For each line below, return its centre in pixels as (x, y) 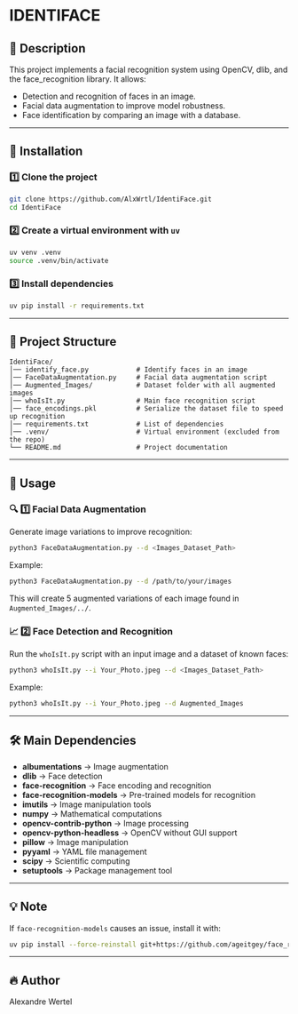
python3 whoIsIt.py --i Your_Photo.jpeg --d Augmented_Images (126, 704)
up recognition (37, 417)
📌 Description (47, 48)
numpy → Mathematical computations (92, 813)
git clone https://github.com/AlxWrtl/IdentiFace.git (111, 199)
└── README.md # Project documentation (118, 448)
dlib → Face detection (63, 776)
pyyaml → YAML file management (85, 851)
